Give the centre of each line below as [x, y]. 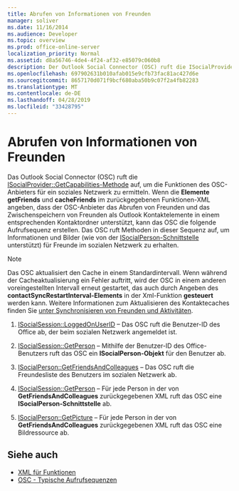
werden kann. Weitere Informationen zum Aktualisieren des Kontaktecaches [118, 303]
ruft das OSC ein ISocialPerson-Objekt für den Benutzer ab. [138, 353]
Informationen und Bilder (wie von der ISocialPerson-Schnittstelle [103, 237]
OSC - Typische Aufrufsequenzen [67, 480]
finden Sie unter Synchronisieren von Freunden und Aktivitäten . [100, 310]
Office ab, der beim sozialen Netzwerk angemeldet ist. [97, 331]
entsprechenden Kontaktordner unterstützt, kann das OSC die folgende [112, 222]
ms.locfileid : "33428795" [46, 107]
